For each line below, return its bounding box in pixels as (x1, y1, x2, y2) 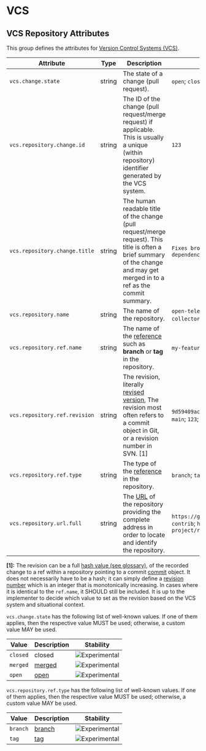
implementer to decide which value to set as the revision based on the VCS (6, 594, 196, 602)
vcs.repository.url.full (9, 520, 82, 527)
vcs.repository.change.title (9, 247, 94, 254)
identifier (122, 164, 149, 172)
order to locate (122, 531, 166, 539)
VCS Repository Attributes (6, 28, 110, 39)
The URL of (122, 492, 156, 500)
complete (122, 515, 150, 524)
